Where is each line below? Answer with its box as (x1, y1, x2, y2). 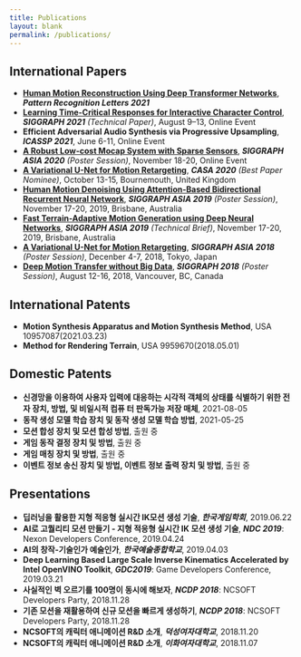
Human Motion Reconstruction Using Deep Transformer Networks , (22, 88, 280, 99)
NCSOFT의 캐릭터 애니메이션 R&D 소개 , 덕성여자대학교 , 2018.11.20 (22, 626, 259, 637)
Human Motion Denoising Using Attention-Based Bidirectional (22, 184, 261, 195)
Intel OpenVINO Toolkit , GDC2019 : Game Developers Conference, (22, 564, 272, 575)
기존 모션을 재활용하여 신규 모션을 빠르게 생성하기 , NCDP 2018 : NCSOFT (22, 604, 281, 616)
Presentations (9, 487, 91, 502)
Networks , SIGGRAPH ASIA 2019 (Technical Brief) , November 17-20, (22, 223, 283, 234)
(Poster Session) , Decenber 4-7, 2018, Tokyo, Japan (22, 251, 218, 263)
